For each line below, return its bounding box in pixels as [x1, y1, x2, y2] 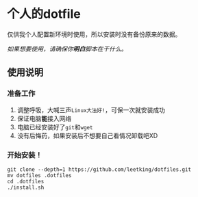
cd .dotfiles [7, 178, 45, 185]
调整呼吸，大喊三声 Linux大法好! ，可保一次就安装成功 [16, 105, 166, 114]
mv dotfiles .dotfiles [7, 172, 72, 179]
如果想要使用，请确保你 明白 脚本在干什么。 [7, 44, 127, 53]
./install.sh [7, 184, 45, 191]
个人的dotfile [7, 6, 81, 22]
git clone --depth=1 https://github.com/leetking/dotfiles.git [7, 166, 192, 173]
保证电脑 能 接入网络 [16, 114, 72, 122]
